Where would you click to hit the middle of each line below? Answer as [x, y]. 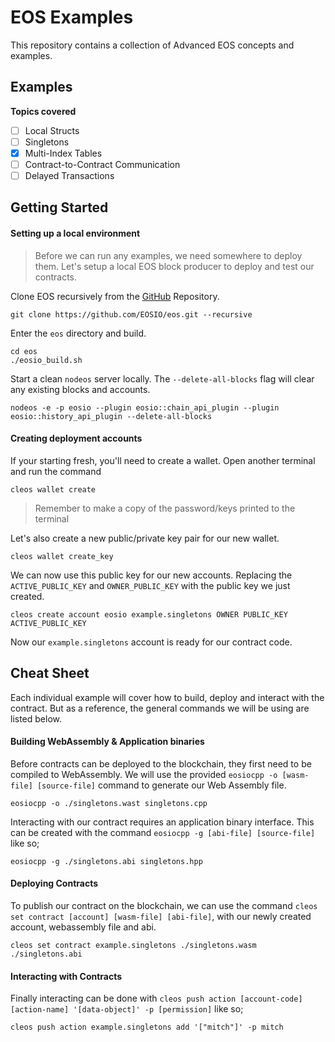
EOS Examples [72, 17]
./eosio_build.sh [46, 360]
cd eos [24, 351]
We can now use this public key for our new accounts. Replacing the [151, 575]
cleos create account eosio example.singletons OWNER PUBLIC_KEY [149, 614]
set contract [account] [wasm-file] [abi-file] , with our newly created [161, 917]
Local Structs [52, 130]
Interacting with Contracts [66, 976]
